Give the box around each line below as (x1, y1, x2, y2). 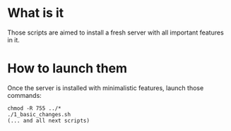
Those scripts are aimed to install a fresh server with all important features (7, 28, 224, 37)
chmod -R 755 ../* (7, 104, 61, 112)
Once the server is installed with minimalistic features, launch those (7, 83, 204, 92)
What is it (7, 5, 64, 21)
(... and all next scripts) (7, 117, 90, 124)
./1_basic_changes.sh (7, 111, 71, 118)
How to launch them (7, 61, 128, 77)
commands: (7, 91, 42, 99)
